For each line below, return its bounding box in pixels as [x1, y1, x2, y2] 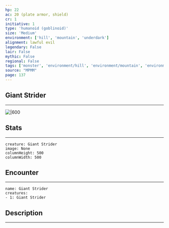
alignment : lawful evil [5, 40, 55, 45]
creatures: [5, 191, 28, 196]
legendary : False [5, 45, 42, 50]
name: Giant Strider [5, 186, 49, 191]
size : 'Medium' [5, 31, 37, 36]
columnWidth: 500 [5, 155, 42, 160]
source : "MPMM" [5, 68, 37, 73]
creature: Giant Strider [5, 141, 57, 147]
